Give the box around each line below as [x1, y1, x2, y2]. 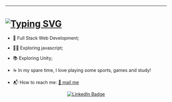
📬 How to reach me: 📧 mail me [12, 79, 79, 85]
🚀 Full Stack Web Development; [12, 35, 79, 41]
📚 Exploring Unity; [12, 55, 53, 61]
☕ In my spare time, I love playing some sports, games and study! [12, 67, 151, 73]
